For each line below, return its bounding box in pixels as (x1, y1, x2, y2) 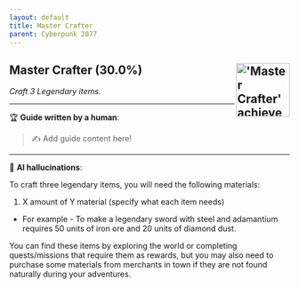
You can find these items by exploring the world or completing (9, 241, 238, 252)
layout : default (9, 12, 69, 22)
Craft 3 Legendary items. (9, 86, 101, 97)
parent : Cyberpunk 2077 (9, 29, 98, 38)
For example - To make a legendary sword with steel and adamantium (21, 214, 279, 225)
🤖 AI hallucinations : (9, 162, 83, 173)
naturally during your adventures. (9, 268, 132, 280)
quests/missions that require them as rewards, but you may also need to (9, 250, 274, 260)
